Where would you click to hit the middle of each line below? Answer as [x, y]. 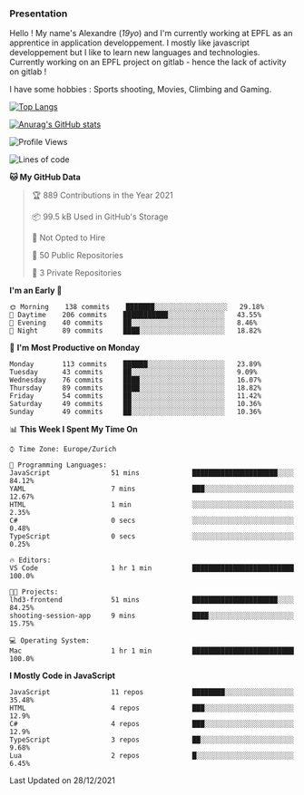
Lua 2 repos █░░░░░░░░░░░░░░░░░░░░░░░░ [152, 756]
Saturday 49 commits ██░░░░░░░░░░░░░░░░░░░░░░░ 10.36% [135, 404]
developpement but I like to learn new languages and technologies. [135, 53]
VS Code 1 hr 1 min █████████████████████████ [152, 568]
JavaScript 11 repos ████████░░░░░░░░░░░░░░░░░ [152, 693]
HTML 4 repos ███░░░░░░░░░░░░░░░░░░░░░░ [152, 708]
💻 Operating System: [50, 641]
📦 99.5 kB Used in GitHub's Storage [100, 217]
